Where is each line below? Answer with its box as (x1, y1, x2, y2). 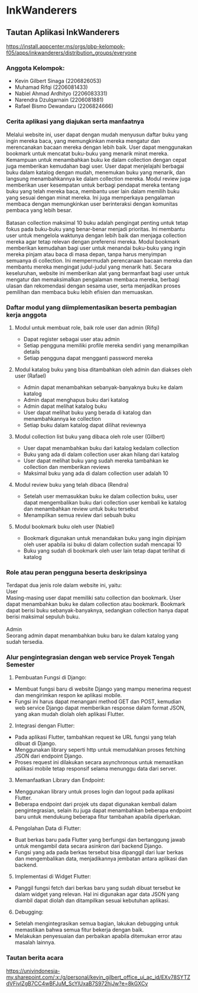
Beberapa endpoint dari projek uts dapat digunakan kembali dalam (14, 801, 177, 808)
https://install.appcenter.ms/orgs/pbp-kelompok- (6, 43, 125, 50)
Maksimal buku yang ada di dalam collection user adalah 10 (23, 470, 168, 477)
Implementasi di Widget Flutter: (14, 873, 92, 880)
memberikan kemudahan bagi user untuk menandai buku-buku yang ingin (6, 244, 186, 251)
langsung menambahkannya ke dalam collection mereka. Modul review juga (6, 175, 191, 182)
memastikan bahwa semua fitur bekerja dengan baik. (14, 926, 144, 934)
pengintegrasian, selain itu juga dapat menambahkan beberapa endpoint (14, 807, 192, 814)
